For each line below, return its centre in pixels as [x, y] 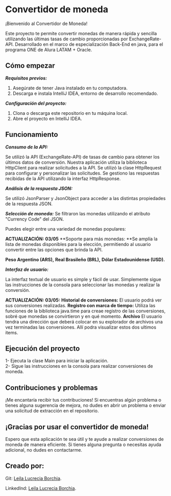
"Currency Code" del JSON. [35, 219]
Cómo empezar [30, 66]
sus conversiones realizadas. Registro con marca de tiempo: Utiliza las [80, 305]
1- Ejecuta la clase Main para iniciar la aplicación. [57, 361]
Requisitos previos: [26, 78]
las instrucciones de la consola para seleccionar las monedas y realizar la [82, 285]
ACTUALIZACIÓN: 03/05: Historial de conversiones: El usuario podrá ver [83, 300]
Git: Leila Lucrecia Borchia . [33, 478]
